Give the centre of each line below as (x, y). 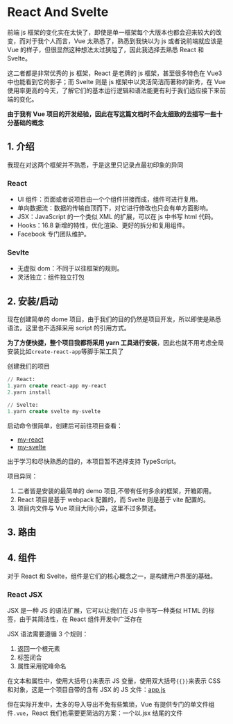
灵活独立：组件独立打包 (51, 277)
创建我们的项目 (28, 367)
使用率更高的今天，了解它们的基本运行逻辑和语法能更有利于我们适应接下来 (113, 90)
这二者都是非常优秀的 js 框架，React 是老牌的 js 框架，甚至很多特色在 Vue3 (115, 73)
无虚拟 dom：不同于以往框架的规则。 (70, 268)
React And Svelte (58, 12)
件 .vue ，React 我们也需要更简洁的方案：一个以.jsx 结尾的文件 (95, 713)
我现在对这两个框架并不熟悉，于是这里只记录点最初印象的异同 (95, 165)
